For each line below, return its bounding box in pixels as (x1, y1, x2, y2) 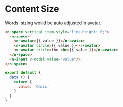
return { (14, 79, 32, 84)
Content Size (5, 3, 59, 15)
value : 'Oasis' (18, 84, 50, 89)
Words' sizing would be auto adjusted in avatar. (5, 20, 102, 26)
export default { (5, 70, 41, 75)
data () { (9, 75, 30, 80)
